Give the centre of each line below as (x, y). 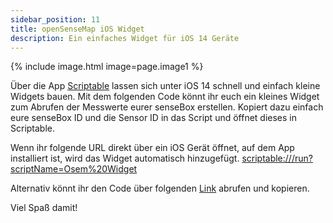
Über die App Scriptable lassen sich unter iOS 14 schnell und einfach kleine (165, 86)
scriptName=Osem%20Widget (74, 169)
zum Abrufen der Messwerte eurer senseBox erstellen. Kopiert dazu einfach (167, 107)
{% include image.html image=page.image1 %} (107, 67)
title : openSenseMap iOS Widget (77, 29)
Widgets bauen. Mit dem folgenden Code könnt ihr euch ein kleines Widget (165, 97)
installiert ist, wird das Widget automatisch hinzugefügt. (125, 158)
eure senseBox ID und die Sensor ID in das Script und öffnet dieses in (154, 118)
